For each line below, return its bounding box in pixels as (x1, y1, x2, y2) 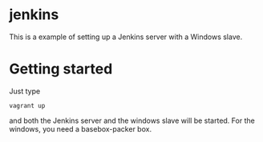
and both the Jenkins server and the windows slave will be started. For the (9, 116, 255, 125)
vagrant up (9, 101, 46, 109)
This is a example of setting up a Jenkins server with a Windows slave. (9, 32, 243, 41)
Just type (9, 86, 41, 96)
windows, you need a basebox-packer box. (9, 124, 152, 133)
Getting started (9, 60, 113, 78)
